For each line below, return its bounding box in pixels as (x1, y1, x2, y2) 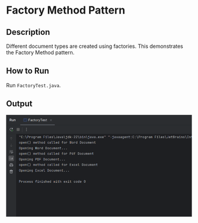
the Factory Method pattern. (6, 49, 75, 56)
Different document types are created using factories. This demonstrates (6, 42, 184, 50)
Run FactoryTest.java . (6, 81, 61, 88)
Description (6, 27, 50, 37)
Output (6, 99, 32, 109)
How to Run (6, 66, 49, 76)
